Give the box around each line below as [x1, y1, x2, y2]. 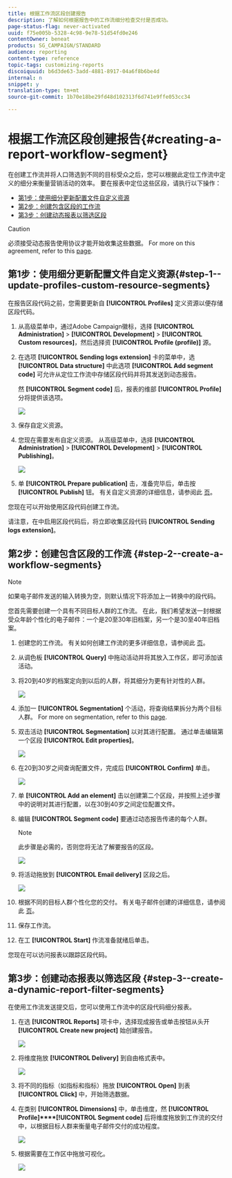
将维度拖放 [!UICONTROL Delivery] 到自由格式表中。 [17, 1054, 169, 1062]
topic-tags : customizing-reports [8, 61, 104, 68]
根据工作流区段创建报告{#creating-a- [8, 132, 222, 147]
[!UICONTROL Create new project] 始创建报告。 [17, 1026, 156, 1034]
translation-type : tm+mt [8, 87, 79, 94]
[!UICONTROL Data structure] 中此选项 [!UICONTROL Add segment [17, 361, 213, 369]
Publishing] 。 [17, 452, 58, 460]
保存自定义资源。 [17, 421, 67, 429]
